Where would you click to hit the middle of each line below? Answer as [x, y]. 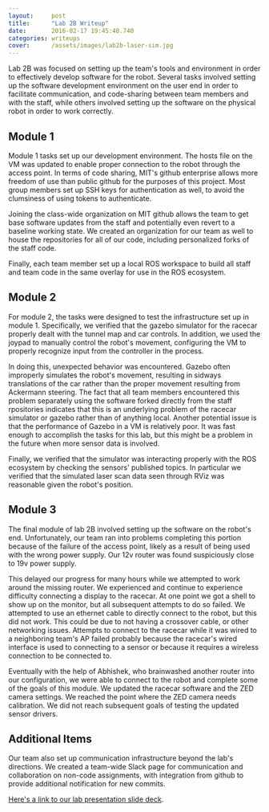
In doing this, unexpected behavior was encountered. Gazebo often [119, 366]
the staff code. [32, 248]
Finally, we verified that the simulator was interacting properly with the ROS [132, 459]
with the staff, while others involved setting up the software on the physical [132, 103]
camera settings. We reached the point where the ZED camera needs [122, 696]
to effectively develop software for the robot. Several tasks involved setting [132, 77]
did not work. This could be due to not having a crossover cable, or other [129, 621]
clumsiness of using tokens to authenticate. [80, 198]
